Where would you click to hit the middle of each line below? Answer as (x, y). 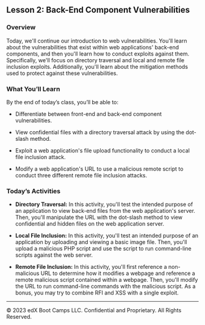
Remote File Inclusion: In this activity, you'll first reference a (91, 267)
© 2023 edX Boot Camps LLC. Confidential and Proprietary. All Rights (94, 310)
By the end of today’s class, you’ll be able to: (63, 102)
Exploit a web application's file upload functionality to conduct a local (103, 150)
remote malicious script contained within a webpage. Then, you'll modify (106, 280)
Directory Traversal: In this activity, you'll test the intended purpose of (104, 204)
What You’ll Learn (33, 89)
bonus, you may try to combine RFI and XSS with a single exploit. (97, 293)
